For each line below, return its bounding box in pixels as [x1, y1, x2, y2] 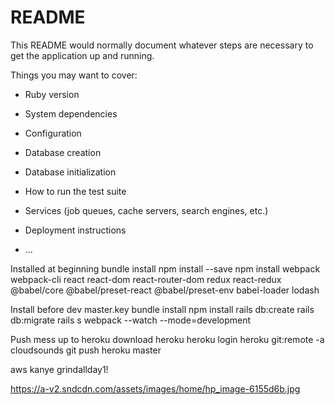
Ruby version [24, 88, 80, 100]
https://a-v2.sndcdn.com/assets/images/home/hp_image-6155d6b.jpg [10, 382, 301, 395]
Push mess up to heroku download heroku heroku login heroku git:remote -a [10, 333, 325, 345]
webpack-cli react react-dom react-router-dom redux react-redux [10, 273, 282, 285]
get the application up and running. [10, 49, 155, 61]
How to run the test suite [24, 185, 127, 197]
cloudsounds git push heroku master [10, 344, 162, 356]
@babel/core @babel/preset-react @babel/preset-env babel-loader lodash [10, 284, 320, 296]
